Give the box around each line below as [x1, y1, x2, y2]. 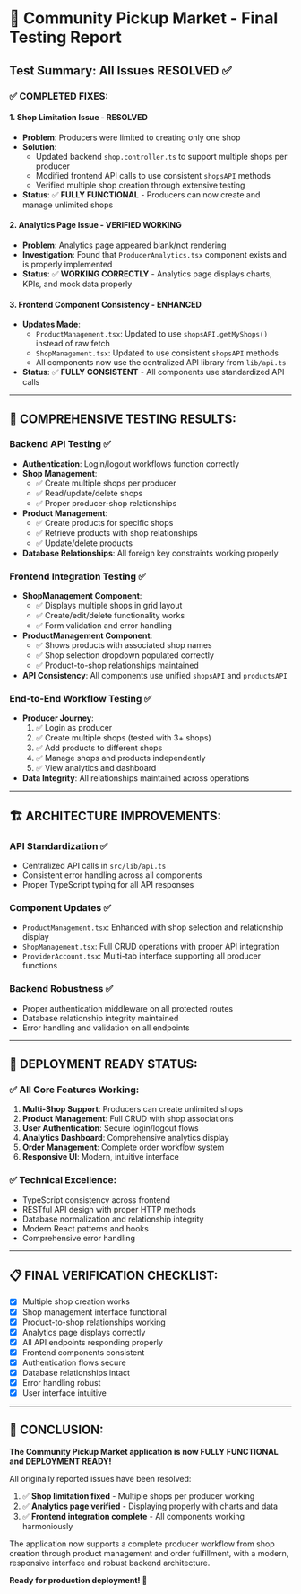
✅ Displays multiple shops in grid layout [35, 600, 183, 611]
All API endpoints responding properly [21, 1336, 164, 1347]
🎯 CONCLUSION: [9, 1423, 105, 1438]
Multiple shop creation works [21, 1296, 130, 1307]
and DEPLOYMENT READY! [9, 1456, 112, 1467]
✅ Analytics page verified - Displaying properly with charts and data [21, 1501, 279, 1511]
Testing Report [9, 27, 123, 48]
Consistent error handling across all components [21, 870, 202, 880]
